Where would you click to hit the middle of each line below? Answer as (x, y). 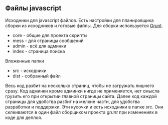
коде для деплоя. (24, 117)
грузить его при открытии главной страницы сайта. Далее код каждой (81, 96)
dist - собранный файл (37, 76)
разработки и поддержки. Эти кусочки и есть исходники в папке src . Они (84, 106)
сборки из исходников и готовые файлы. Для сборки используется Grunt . (84, 25)
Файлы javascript (33, 8)
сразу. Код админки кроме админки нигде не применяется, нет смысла (82, 91)
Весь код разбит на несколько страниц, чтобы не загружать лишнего (80, 85)
